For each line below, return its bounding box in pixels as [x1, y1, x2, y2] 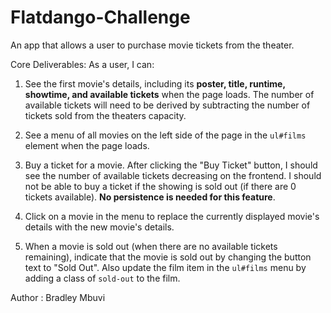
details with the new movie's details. [24, 221, 175, 233]
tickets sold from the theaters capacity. [24, 109, 187, 121]
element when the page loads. [24, 139, 150, 151]
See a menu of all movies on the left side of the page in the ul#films [24, 129, 307, 141]
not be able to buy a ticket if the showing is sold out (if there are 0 [24, 180, 297, 192]
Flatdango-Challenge [10, 6, 191, 29]
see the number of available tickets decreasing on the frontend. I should [24, 169, 322, 181]
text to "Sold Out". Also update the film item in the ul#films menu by [24, 261, 307, 273]
